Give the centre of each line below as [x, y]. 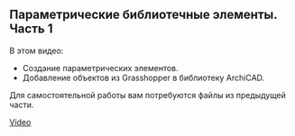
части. [22, 104]
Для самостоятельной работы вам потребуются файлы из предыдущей [148, 95]
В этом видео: [37, 50]
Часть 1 [31, 29]
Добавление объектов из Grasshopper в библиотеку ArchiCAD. [143, 77]
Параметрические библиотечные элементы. [143, 15]
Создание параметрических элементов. [100, 68]
